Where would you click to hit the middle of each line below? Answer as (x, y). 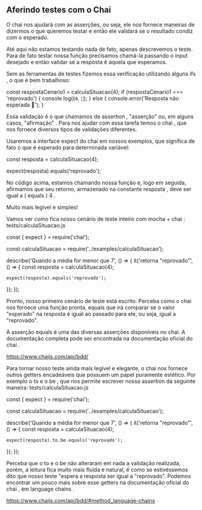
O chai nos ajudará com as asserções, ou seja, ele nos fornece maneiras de (101, 24)
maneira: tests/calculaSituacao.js (47, 387)
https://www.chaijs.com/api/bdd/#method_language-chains (81, 500)
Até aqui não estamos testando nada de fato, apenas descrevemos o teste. (99, 49)
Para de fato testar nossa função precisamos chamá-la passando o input (97, 55)
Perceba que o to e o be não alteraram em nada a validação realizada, (93, 463)
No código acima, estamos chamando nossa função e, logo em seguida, (96, 182)
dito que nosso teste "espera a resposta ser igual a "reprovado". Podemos (99, 476)
